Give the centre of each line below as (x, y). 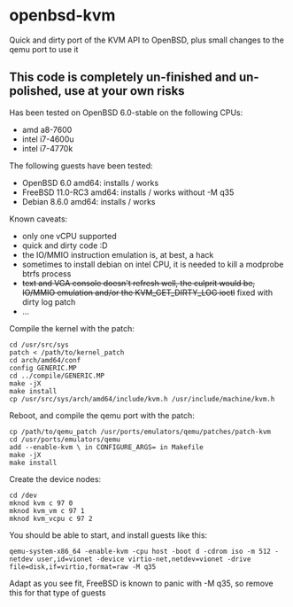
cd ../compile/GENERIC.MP (57, 376)
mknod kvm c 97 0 (41, 503)
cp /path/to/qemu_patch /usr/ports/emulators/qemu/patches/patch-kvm (140, 432)
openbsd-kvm (62, 16)
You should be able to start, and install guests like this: (108, 535)
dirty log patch (49, 301)
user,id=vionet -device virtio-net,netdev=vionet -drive (144, 559)
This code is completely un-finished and (123, 78)
